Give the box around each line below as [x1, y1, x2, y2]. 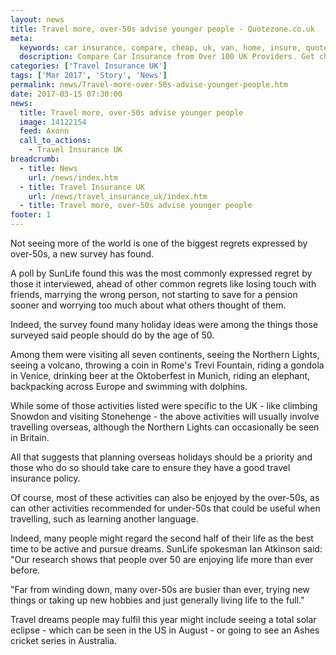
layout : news [10, 14, 65, 25]
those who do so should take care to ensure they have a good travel [10, 462, 291, 473]
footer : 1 [10, 210, 52, 220]
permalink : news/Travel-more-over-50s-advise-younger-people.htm [10, 80, 288, 90]
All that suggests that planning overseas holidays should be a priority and [10, 451, 313, 463]
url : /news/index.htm [28, 172, 118, 183]
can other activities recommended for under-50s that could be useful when [10, 502, 321, 514]
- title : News [19, 163, 78, 173]
